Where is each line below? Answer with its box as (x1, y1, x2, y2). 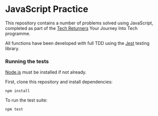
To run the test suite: (5, 97, 48, 103)
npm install (5, 89, 30, 94)
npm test (5, 107, 23, 112)
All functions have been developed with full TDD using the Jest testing (5, 40, 150, 46)
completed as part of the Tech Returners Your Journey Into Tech (5, 25, 138, 31)
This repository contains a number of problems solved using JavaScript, (5, 20, 154, 26)
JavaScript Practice (5, 3, 89, 15)
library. (5, 45, 20, 51)
